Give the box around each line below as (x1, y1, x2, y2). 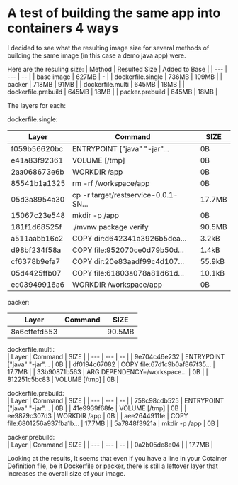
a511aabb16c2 (11, 233, 64, 243)
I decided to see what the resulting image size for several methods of (7, 43, 210, 52)
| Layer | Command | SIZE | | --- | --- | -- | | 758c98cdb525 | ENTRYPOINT (7, 396, 225, 405)
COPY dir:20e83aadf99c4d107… (72, 256, 185, 266)
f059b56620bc (11, 143, 64, 153)
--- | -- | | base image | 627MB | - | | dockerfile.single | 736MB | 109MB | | (7, 72, 223, 81)
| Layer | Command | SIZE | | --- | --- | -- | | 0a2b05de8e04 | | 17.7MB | (7, 440, 214, 449)
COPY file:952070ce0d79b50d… (72, 245, 184, 255)
